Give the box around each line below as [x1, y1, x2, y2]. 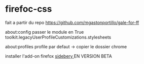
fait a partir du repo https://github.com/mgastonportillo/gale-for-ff [5, 20, 140, 25]
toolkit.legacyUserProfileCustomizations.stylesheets [5, 34, 111, 40]
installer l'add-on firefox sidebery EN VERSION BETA [5, 53, 112, 59]
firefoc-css [5, 3, 52, 15]
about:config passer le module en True [5, 29, 84, 35]
